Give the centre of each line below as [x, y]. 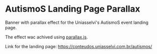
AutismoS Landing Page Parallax [73, 9]
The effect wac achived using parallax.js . [47, 37]
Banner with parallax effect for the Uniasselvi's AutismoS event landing [77, 22]
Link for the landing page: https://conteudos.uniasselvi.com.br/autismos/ [78, 46]
